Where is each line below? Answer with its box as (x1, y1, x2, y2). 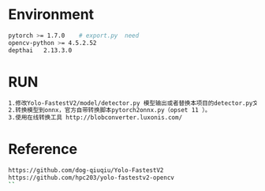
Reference (8, 140, 77, 159)
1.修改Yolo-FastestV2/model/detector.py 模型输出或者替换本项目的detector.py (8, 99, 253, 107)
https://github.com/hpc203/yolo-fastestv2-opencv (8, 174, 175, 182)
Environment (8, 6, 95, 24)
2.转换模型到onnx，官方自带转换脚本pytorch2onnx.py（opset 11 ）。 (8, 107, 211, 114)
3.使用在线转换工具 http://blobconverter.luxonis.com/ (8, 114, 183, 122)
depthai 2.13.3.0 (8, 46, 73, 54)
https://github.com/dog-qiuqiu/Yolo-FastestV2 (8, 167, 164, 174)
